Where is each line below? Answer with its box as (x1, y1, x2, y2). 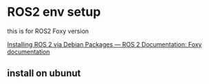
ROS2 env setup (7, 4, 101, 20)
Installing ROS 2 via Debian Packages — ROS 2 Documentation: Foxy (7, 40, 202, 48)
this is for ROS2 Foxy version (7, 27, 89, 35)
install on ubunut (7, 67, 81, 79)
